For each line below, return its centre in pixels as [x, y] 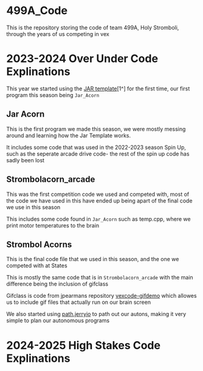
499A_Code [37, 11]
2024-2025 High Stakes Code [84, 345]
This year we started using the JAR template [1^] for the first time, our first [98, 88]
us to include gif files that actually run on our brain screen [78, 302]
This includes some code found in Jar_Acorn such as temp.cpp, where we [98, 219]
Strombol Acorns [39, 244]
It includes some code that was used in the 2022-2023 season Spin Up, [96, 147]
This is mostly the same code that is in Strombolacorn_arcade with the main [100, 278]
